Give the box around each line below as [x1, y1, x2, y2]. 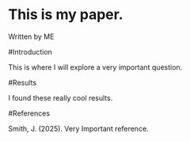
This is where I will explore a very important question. [8, 62, 183, 72]
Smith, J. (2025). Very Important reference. [8, 124, 149, 133]
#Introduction [8, 47, 53, 56]
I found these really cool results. [8, 93, 113, 102]
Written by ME [8, 32, 55, 41]
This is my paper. [8, 6, 123, 24]
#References [8, 109, 50, 118]
